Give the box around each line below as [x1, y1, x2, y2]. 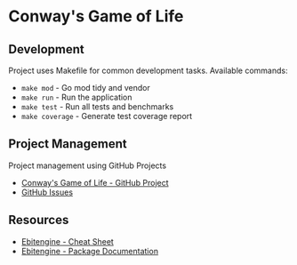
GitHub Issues [20, 187, 73, 197]
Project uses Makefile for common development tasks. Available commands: [8, 65, 288, 76]
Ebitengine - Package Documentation [20, 245, 159, 256]
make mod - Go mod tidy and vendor [20, 83, 150, 92]
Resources [8, 213, 69, 228]
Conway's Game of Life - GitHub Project [20, 177, 170, 188]
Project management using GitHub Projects [8, 160, 166, 171]
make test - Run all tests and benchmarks [20, 101, 174, 112]
